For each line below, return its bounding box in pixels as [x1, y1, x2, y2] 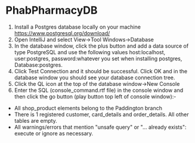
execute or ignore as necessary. [14, 129, 94, 137]
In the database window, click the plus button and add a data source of [14, 42, 189, 49]
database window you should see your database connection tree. [14, 74, 175, 81]
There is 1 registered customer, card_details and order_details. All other [14, 111, 189, 118]
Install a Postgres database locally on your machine [14, 23, 141, 30]
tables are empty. [14, 117, 57, 124]
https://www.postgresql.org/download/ [14, 29, 110, 36]
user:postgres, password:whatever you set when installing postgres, [14, 55, 182, 62]
